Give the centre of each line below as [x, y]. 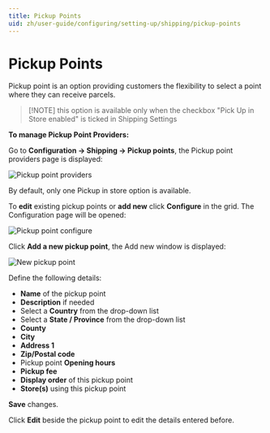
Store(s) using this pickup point [73, 389]
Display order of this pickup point [77, 380]
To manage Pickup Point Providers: [69, 135]
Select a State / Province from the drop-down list [103, 320]
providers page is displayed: [56, 159]
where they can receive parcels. [62, 95]
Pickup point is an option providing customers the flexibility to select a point [135, 86]
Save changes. [34, 405]
